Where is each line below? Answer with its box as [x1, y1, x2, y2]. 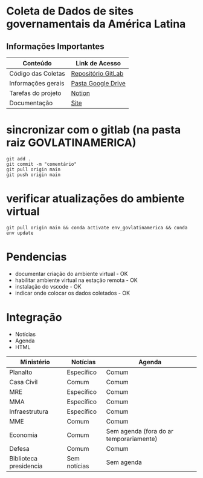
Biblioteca [9, 454, 38, 462]
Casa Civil [9, 378, 38, 386]
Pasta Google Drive [71, 79, 126, 87]
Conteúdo [22, 59, 53, 67]
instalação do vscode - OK [14, 283, 82, 290]
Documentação [9, 99, 53, 107]
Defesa [9, 444, 30, 453]
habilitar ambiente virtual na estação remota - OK [14, 277, 138, 284]
